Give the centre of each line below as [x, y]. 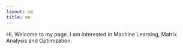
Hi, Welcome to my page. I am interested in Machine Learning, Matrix [91, 34]
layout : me [20, 12]
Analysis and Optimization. [39, 40]
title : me [19, 17]
